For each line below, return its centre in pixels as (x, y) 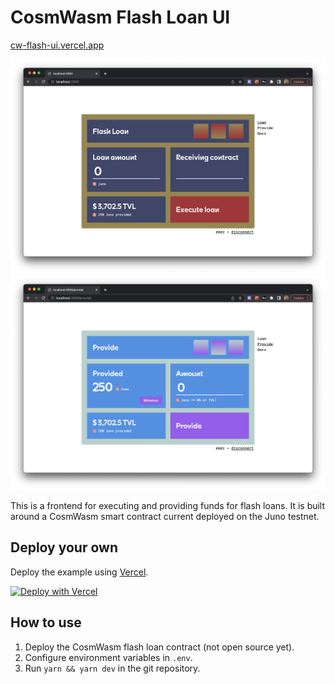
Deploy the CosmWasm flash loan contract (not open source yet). (159, 647)
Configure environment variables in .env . (108, 657)
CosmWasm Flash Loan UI (120, 17)
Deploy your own (64, 547)
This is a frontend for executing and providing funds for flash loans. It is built (168, 506)
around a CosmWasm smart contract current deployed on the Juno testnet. (165, 517)
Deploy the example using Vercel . (79, 572)
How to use (46, 622)
